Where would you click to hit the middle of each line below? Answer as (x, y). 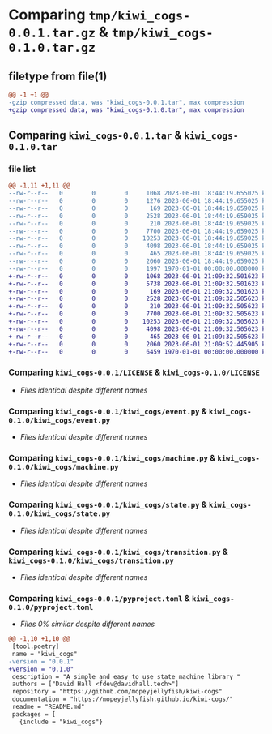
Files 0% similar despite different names (87, 624)
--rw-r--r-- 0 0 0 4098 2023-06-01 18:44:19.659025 (134, 246)
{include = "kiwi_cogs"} (61, 722)
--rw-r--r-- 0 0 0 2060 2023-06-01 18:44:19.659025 (134, 261)
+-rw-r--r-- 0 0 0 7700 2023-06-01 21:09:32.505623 (134, 314)
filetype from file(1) (58, 76)
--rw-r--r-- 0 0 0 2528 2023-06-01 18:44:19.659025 (134, 216)
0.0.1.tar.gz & (59, 32)
